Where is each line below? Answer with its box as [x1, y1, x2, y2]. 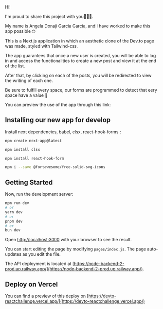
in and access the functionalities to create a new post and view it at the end [5, 58, 157, 63]
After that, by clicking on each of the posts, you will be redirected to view [5, 73, 152, 78]
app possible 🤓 [5, 28, 36, 34]
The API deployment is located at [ [5, 261, 74, 267]
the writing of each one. [5, 78, 53, 83]
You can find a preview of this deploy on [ [5, 293, 89, 299]
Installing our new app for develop [5, 116, 111, 124]
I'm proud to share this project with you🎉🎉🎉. [5, 14, 93, 19]
